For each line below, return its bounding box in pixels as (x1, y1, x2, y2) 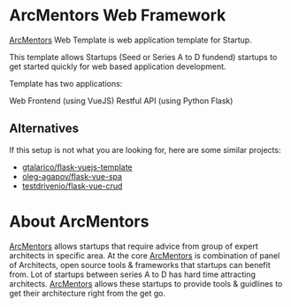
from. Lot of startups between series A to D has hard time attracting (9, 269, 257, 280)
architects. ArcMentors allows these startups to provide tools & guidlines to (9, 278, 283, 288)
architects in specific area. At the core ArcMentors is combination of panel (9, 249, 280, 261)
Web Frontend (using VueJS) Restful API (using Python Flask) (9, 95, 234, 106)
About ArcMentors (9, 211, 149, 231)
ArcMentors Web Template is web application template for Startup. (9, 35, 252, 45)
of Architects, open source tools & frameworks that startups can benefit (9, 259, 272, 270)
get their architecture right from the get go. (9, 288, 166, 298)
